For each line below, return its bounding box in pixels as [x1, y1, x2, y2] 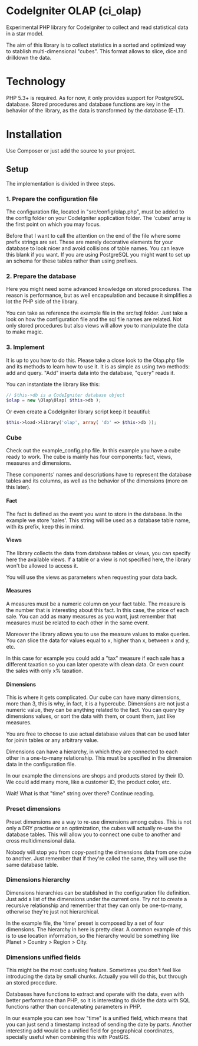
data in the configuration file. [6, 761, 77, 768]
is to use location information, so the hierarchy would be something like [6, 932, 180, 939]
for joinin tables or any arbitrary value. [6, 737, 99, 744]
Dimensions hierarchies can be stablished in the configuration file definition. [6, 889, 191, 896]
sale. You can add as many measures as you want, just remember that [6, 613, 177, 620]
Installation [6, 128, 62, 141]
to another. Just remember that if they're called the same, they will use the [6, 854, 187, 862]
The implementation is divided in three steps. [6, 180, 115, 187]
